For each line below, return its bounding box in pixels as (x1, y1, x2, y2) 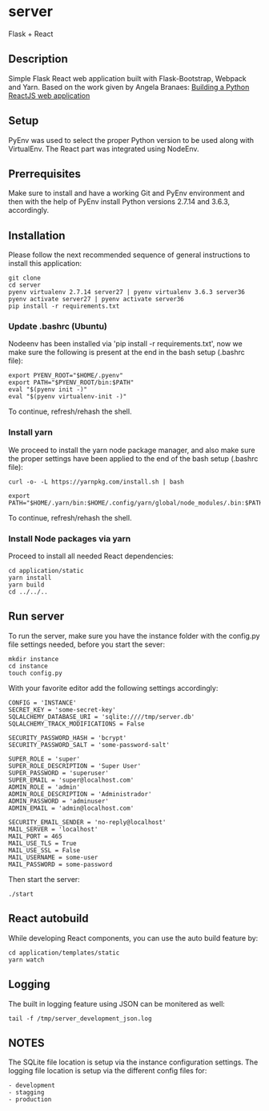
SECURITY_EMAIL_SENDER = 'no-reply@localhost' (8, 818, 167, 826)
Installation (8, 228, 66, 243)
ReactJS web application (8, 91, 90, 100)
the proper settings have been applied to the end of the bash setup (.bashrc (8, 453, 259, 464)
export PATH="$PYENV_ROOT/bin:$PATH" (8, 378, 134, 387)
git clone (8, 274, 42, 283)
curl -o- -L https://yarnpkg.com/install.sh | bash (8, 477, 184, 486)
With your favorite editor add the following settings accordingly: (8, 683, 219, 692)
